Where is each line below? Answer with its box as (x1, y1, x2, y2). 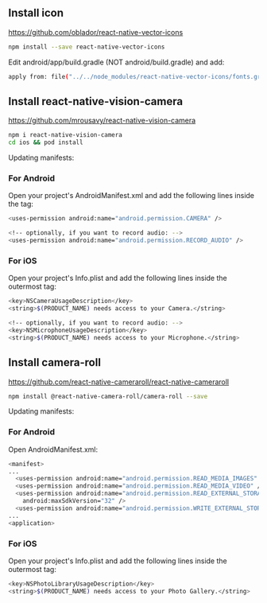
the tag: (8, 199, 34, 209)
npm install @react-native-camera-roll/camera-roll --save (8, 392, 208, 400)
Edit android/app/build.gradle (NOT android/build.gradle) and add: (8, 57, 225, 67)
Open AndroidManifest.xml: (8, 445, 98, 454)
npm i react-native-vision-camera (8, 131, 123, 139)
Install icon (8, 6, 64, 20)
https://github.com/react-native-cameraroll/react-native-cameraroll (8, 377, 230, 387)
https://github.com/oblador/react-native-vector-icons (8, 27, 184, 37)
